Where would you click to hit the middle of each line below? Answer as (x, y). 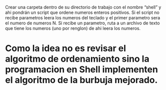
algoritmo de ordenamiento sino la (77, 59)
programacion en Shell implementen (82, 70)
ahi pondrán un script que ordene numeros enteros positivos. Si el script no (83, 12)
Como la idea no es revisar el (66, 48)
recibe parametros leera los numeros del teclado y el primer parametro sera (83, 18)
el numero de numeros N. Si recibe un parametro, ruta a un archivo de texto (83, 23)
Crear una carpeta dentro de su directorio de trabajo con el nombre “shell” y (83, 7)
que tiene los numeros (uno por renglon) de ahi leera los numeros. (73, 28)
